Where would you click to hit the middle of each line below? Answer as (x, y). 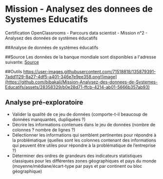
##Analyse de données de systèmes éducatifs (52, 47)
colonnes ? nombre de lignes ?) (44, 130)
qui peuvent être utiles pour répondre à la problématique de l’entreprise (84, 145)
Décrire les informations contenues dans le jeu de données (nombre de (84, 124)
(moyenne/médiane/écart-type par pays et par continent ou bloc (77, 166)
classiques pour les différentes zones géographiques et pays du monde (84, 161)
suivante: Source (22, 62)
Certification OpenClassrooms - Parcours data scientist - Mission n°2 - (76, 33)
